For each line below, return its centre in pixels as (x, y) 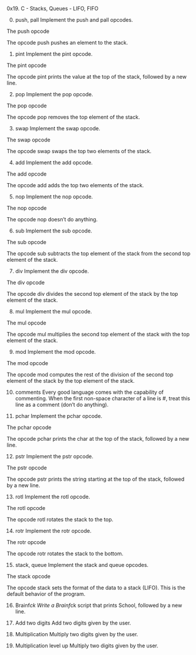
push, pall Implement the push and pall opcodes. (74, 20)
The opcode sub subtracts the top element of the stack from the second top (99, 254)
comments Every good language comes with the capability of (89, 392)
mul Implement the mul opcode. (53, 311)
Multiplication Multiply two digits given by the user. (77, 634)
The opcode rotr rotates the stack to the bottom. (65, 553)
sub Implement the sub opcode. (54, 231)
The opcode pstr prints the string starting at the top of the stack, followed (96, 479)
